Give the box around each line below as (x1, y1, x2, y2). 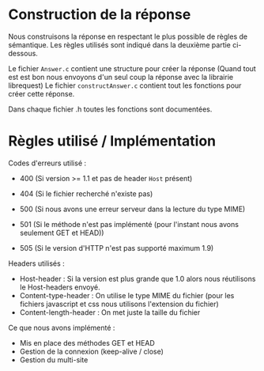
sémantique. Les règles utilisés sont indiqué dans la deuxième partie (8, 40, 232, 49)
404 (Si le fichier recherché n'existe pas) (19, 188, 153, 199)
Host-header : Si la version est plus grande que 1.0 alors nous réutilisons (19, 274, 256, 283)
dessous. (8, 48, 38, 58)
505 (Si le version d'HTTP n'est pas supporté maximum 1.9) (19, 243, 214, 252)
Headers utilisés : (8, 259, 65, 268)
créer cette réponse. (8, 89, 75, 98)
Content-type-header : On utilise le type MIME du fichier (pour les (19, 290, 235, 300)
